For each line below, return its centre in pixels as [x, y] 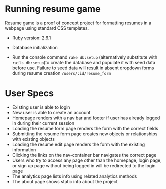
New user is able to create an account [51, 112]
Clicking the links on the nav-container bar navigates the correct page [84, 155]
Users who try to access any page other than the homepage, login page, [87, 160]
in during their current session [43, 123]
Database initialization [35, 47]
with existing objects [33, 139]
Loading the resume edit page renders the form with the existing [79, 144]
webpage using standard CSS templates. [47, 28]
